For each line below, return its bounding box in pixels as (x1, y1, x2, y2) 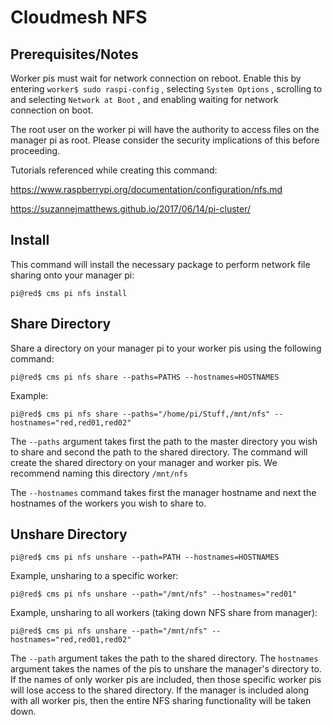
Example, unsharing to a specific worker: (10, 570, 179, 582)
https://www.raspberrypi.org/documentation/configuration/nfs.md (10, 184, 283, 195)
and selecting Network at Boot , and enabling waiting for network (10, 94, 279, 105)
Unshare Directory (10, 526, 128, 543)
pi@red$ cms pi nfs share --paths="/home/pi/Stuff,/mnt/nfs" (10, 409, 271, 419)
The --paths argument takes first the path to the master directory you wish (10, 435, 318, 447)
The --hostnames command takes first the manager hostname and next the (10, 486, 317, 498)
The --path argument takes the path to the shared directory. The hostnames (10, 652, 319, 665)
